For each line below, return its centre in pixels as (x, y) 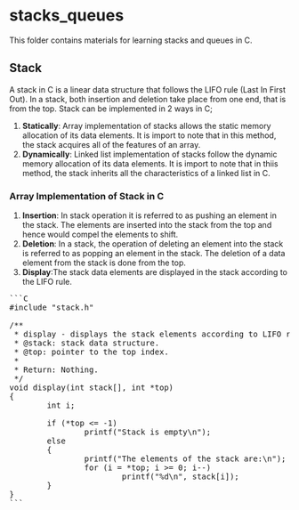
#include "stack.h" (52, 308)
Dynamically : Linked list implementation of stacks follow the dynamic (149, 154)
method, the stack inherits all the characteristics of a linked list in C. (146, 173)
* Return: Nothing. (57, 370)
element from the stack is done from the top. (104, 263)
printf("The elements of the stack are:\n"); (185, 459)
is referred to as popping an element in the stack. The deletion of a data (154, 254)
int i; (61, 405)
